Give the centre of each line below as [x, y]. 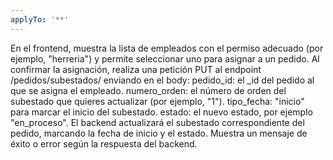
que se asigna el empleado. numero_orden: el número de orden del [148, 90]
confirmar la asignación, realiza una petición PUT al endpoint [136, 69]
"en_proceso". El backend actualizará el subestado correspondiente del [157, 122]
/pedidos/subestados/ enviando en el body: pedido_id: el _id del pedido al [162, 80]
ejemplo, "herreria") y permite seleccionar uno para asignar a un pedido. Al [165, 58]
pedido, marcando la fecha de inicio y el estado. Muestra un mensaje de [159, 133]
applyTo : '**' [40, 19]
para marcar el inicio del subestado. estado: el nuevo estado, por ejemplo [161, 112]
